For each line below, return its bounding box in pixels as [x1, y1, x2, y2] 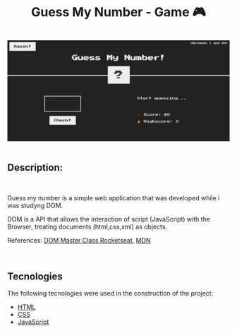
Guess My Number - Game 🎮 [30, 4, 207, 20]
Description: [7, 162, 63, 174]
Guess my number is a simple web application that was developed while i [7, 194, 220, 202]
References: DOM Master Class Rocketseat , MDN [7, 236, 151, 245]
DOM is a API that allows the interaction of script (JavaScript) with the [7, 215, 210, 224]
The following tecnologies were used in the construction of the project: [7, 289, 214, 297]
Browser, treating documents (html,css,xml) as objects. [7, 222, 168, 231]
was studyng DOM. [7, 201, 63, 210]
